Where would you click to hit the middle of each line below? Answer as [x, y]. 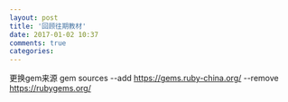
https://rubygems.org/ [51, 88]
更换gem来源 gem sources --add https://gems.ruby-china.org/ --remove [144, 79]
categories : [32, 51]
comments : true [38, 43]
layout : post [34, 18]
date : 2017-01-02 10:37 [54, 34]
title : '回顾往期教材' [48, 26]
